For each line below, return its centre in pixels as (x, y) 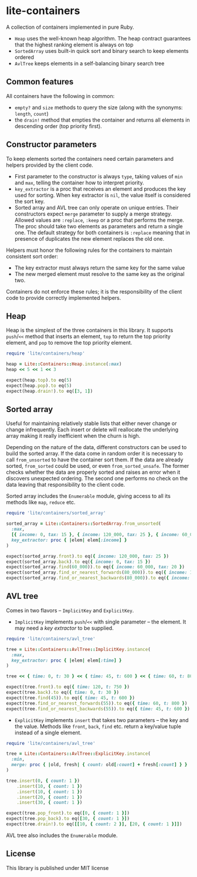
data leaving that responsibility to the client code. (66, 485)
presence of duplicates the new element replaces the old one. (89, 238)
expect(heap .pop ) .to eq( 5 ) (39, 386)
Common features (40, 82)
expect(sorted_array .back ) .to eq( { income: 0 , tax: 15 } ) (78, 562)
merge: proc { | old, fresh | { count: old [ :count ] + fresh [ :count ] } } (99, 765)
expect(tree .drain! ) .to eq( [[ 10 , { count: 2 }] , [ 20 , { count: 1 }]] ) (94, 824)
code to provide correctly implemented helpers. (64, 298)
